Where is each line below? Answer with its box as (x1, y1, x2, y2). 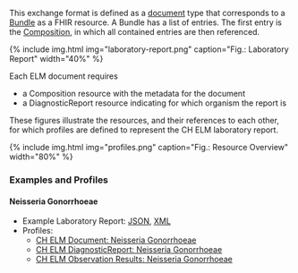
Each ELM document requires (9, 71, 118, 81)
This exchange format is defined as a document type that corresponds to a (9, 8, 285, 18)
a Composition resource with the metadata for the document (21, 89, 246, 98)
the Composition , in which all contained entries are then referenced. (9, 27, 260, 37)
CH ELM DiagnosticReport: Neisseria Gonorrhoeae (35, 244, 223, 255)
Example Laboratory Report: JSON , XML (21, 216, 172, 226)
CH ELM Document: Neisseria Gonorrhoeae (35, 235, 197, 245)
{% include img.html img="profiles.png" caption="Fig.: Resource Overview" (9, 142, 289, 152)
